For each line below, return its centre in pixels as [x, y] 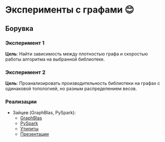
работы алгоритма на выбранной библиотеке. [55, 59]
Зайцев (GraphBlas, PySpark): [44, 113]
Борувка [19, 29]
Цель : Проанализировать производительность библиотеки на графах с [83, 83]
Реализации [21, 102]
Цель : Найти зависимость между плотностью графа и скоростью [77, 54]
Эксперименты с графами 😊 [70, 10]
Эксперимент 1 [25, 43]
